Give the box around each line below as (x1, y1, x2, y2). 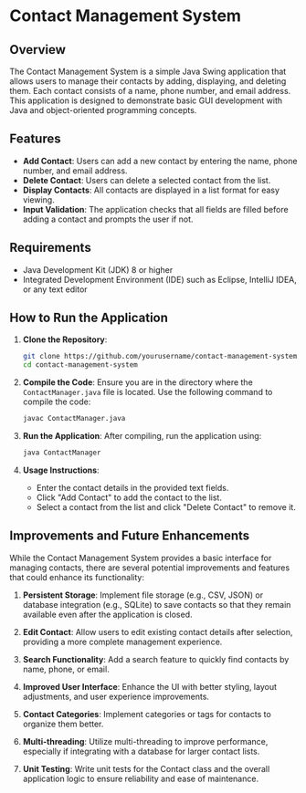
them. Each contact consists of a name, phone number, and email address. (9, 86, 291, 96)
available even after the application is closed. (22, 609, 194, 620)
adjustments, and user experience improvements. (22, 691, 210, 702)
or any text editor (22, 284, 89, 295)
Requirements (9, 240, 91, 256)
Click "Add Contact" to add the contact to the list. (36, 492, 222, 503)
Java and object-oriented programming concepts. (9, 105, 197, 115)
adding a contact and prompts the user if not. (22, 214, 194, 224)
